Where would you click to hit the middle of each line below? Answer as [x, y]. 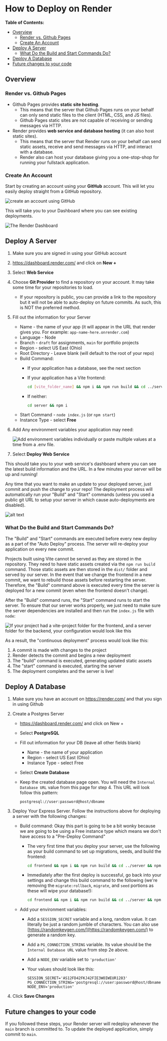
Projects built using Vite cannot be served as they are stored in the [73, 559]
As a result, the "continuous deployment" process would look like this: [77, 640]
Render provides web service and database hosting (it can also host [83, 131]
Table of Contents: [25, 22]
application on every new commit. [40, 549]
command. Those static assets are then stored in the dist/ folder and [76, 569]
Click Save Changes [33, 996]
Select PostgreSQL [40, 733]
